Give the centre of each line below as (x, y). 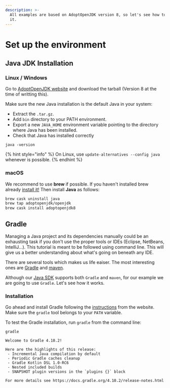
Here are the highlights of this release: (51, 350)
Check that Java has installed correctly (53, 136)
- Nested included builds (35, 367)
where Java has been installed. (45, 130)
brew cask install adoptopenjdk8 (40, 208)
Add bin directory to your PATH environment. (59, 120)
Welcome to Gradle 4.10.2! (34, 341)
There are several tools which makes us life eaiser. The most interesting (80, 262)
